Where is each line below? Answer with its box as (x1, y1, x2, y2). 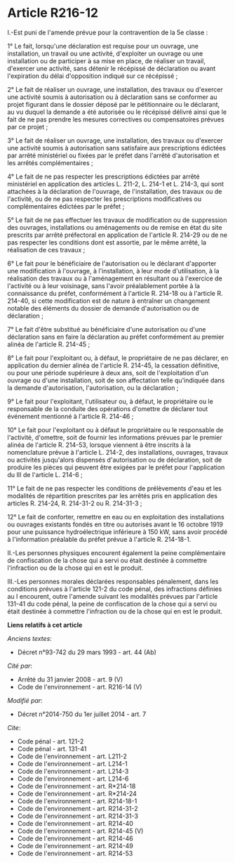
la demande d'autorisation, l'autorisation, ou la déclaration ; (7, 383, 179, 391)
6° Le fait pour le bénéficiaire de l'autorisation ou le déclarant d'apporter (7, 259, 217, 268)
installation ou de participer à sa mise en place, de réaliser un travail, (7, 56, 206, 65)
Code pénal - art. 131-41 (17, 744, 87, 753)
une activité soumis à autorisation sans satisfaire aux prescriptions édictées (7, 143, 227, 152)
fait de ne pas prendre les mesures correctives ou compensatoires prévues (7, 115, 224, 124)
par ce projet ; (7, 122, 48, 131)
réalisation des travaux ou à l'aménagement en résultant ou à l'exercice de (7, 274, 222, 283)
